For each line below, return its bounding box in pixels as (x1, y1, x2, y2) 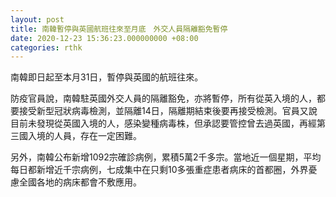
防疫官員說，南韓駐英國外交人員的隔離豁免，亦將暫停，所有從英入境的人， (10, 92, 317, 105)
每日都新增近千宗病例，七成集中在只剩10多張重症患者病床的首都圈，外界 (10, 164, 309, 176)
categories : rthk (10, 42, 83, 53)
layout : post (10, 14, 65, 25)
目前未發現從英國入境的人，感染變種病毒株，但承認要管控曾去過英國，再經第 (10, 117, 326, 130)
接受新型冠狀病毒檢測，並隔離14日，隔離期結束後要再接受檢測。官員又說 (18, 105, 318, 117)
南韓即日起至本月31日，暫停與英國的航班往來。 (10, 71, 204, 83)
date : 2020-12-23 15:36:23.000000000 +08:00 (10, 33, 199, 43)
